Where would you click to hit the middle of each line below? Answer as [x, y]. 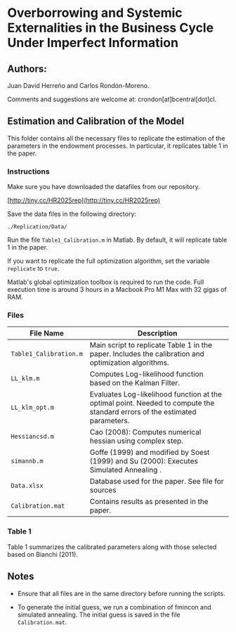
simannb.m [27, 461]
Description [157, 333]
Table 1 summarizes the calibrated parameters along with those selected [112, 547]
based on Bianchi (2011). [43, 554]
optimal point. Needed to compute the [152, 404]
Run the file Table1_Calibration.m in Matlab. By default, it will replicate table [117, 240]
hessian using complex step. [137, 441]
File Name [47, 333]
